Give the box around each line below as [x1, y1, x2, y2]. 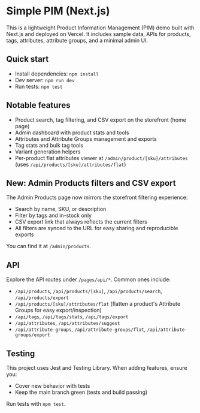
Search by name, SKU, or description [14, 206, 107, 213]
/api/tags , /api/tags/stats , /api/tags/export [14, 313, 129, 320]
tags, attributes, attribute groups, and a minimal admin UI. [6, 37, 149, 44]
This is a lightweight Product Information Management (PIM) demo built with [6, 24, 195, 31]
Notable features [6, 100, 71, 110]
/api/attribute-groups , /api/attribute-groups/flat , [14, 325, 146, 333]
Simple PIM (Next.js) [6, 4, 110, 18]
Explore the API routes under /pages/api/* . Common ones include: [6, 276, 171, 283]
